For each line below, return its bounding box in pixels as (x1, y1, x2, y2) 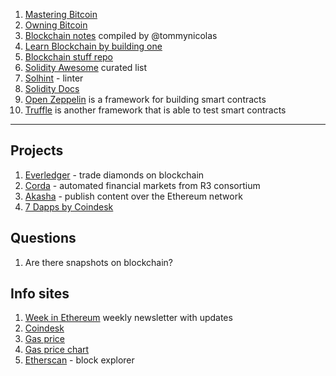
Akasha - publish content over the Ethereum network (24, 190, 243, 202)
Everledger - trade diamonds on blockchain (24, 169, 205, 181)
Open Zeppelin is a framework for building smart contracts (24, 94, 267, 105)
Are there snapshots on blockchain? (24, 256, 173, 268)
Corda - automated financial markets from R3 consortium (24, 179, 261, 191)
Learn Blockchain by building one (24, 40, 163, 52)
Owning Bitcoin (24, 19, 88, 31)
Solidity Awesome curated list (24, 62, 148, 73)
